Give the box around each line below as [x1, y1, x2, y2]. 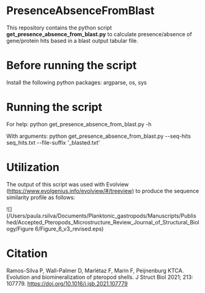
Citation [6, 246, 48, 261]
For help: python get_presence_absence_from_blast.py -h [6, 120, 152, 127]
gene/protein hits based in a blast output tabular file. [6, 37, 139, 44]
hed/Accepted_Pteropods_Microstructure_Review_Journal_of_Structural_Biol [6, 218, 200, 226]
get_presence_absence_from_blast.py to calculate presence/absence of [6, 30, 192, 37]
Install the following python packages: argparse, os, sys [6, 78, 147, 86]
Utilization [6, 161, 60, 174]
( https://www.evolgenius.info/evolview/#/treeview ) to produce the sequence [6, 187, 199, 194]
